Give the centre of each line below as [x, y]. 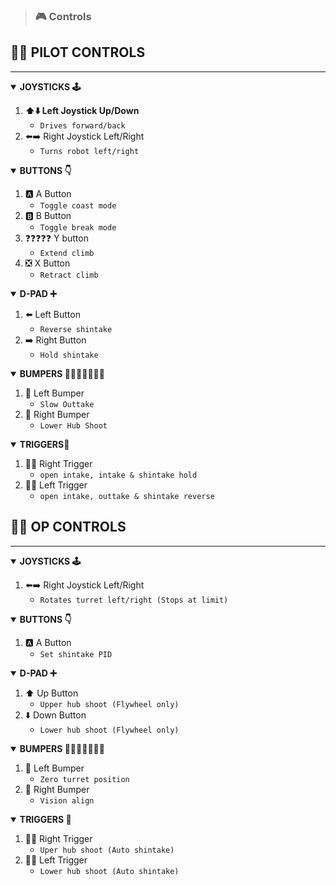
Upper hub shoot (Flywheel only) [109, 704]
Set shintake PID [76, 654]
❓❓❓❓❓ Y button [56, 238]
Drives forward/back [82, 125]
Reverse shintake [76, 329]
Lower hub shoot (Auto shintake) [109, 871]
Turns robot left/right [89, 151]
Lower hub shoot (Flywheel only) [109, 730]
